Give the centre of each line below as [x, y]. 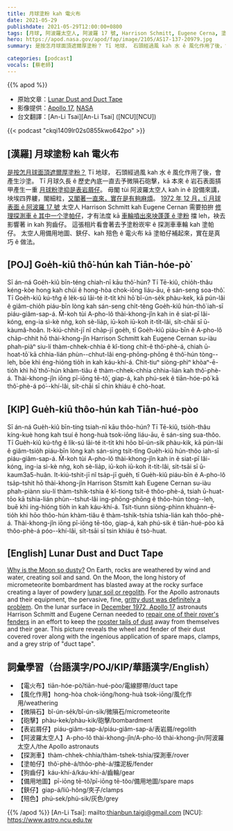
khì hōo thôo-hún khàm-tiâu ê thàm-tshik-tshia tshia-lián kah [106, 515]
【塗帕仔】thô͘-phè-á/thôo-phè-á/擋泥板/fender [85, 764]
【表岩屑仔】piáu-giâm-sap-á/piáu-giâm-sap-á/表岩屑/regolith [107, 729]
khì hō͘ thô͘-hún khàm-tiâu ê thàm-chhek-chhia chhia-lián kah [107, 371]
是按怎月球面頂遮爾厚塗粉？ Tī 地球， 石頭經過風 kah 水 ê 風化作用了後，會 [114, 172]
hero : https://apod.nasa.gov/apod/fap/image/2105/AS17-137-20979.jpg [110, 40]
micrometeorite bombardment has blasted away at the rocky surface [105, 584]
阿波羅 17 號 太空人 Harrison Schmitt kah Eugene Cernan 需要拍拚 [120, 207]
